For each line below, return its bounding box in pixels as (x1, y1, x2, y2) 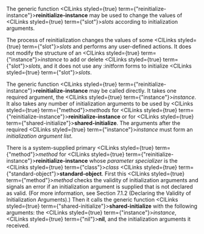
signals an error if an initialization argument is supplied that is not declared (6, 183, 193, 190)
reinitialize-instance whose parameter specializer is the (35, 157, 178, 164)
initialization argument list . (6, 132, 73, 140)
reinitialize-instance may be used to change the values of (35, 12, 183, 19)
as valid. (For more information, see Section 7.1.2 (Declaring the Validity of (6, 190, 191, 197)
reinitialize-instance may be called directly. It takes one (35, 87, 177, 94)
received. (6, 222, 30, 229)
